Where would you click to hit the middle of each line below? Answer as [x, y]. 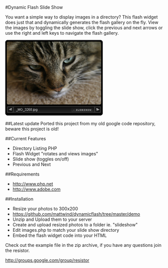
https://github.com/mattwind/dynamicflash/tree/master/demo [76, 214]
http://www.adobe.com [36, 189]
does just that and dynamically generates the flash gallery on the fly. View [82, 22]
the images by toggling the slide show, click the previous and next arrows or [84, 28]
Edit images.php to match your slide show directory [66, 230]
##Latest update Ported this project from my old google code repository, [80, 123]
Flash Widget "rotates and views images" [55, 154]
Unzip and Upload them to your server [52, 219]
